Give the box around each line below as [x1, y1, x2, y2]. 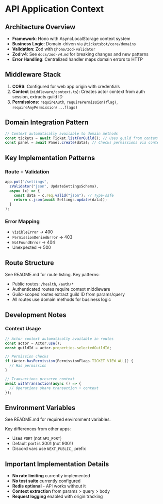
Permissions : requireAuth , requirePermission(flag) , [12, 99, 118, 105]
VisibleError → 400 [12, 229, 53, 235]
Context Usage [5, 325, 41, 332]
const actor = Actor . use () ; [5, 341, 62, 346]
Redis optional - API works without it [12, 483, 86, 489]
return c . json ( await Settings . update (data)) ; [14, 197, 108, 203]
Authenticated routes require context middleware [12, 286, 111, 292]
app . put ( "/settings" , [5, 179, 49, 184]
